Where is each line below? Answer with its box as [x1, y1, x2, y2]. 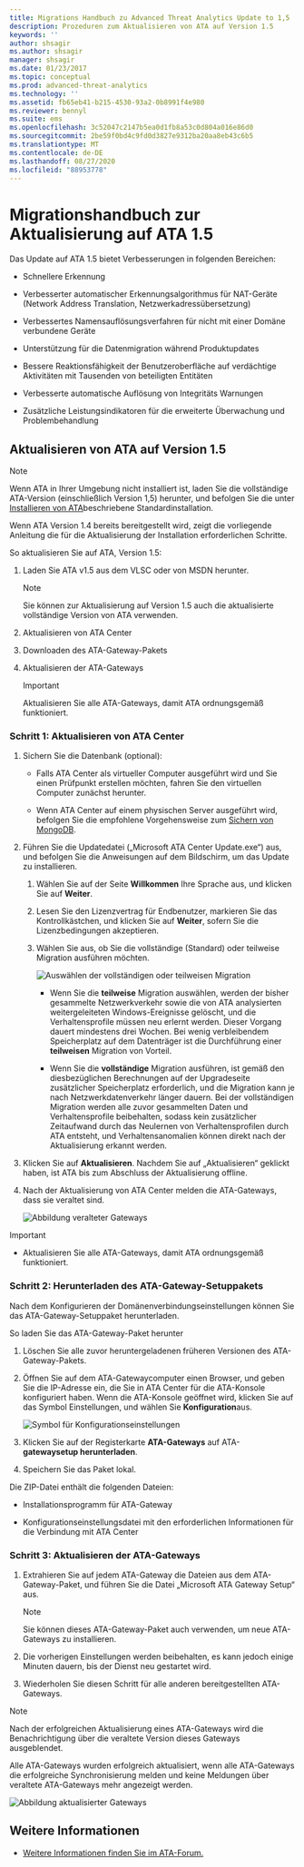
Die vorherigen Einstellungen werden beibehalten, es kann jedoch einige [22, 1651, 294, 1662]
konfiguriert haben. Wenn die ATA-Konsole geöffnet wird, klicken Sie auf [22, 1391, 294, 1402]
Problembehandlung [22, 415, 99, 427]
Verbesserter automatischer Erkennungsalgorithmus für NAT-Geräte [22, 289, 279, 300]
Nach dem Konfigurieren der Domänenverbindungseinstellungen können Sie [9, 1300, 295, 1312]
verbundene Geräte [22, 326, 96, 337]
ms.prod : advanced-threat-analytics [9, 81, 148, 90]
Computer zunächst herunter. [35, 787, 147, 799]
